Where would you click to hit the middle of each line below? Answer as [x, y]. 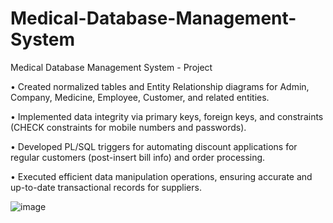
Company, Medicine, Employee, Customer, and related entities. [140, 97]
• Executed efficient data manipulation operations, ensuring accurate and [161, 176]
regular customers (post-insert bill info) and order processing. [138, 157]
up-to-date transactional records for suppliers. [106, 187]
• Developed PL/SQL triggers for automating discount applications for [154, 146]
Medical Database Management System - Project [111, 67]
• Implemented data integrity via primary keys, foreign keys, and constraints [167, 116]
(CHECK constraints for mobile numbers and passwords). [128, 127]
